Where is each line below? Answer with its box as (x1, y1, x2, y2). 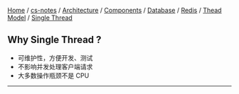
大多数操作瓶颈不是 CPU (17, 71, 90, 80)
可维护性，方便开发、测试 (17, 53, 93, 62)
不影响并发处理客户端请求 (17, 62, 93, 71)
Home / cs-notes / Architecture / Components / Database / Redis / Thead (7, 6, 222, 14)
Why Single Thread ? (7, 34, 102, 46)
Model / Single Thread (7, 13, 73, 22)
